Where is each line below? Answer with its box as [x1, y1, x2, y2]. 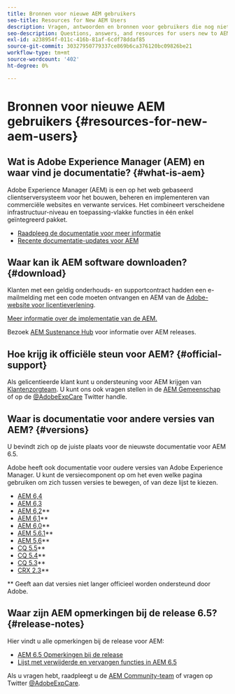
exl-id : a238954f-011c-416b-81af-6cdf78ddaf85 [7, 36, 145, 43]
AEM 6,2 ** [17, 507, 50, 515]
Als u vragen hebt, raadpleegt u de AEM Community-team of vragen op [7, 671, 213, 679]
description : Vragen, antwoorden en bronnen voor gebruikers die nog [7, 23, 215, 30]
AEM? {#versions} [7, 424, 90, 436]
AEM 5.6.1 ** [17, 529, 54, 537]
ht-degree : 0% [7, 62, 49, 69]
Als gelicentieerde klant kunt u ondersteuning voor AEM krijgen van [7, 378, 201, 386]
